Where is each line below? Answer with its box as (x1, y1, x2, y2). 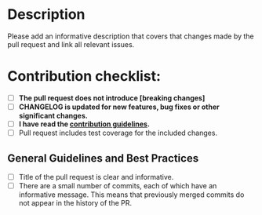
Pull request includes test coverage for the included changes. (18, 128, 217, 138)
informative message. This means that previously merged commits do (18, 190, 245, 199)
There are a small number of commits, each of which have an (18, 181, 217, 190)
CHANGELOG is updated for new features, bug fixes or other (18, 102, 220, 111)
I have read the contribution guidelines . (18, 119, 151, 129)
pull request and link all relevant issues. (7, 39, 135, 49)
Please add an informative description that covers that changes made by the (7, 31, 254, 41)
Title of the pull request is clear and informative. (18, 172, 174, 181)
